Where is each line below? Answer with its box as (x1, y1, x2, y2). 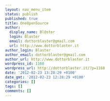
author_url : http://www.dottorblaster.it (5, 57, 90, 62)
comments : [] (5, 88, 31, 93)
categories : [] (5, 79, 36, 84)
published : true (5, 16, 38, 21)
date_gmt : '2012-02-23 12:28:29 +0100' (5, 75, 86, 80)
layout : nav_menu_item (5, 7, 51, 12)
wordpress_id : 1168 (5, 61, 45, 66)
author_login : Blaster (5, 48, 51, 52)
